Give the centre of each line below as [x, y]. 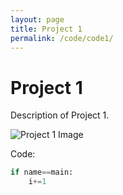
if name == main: [42, 172]
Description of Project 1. [60, 115]
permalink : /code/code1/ [62, 38]
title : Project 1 [46, 29]
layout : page [37, 19]
